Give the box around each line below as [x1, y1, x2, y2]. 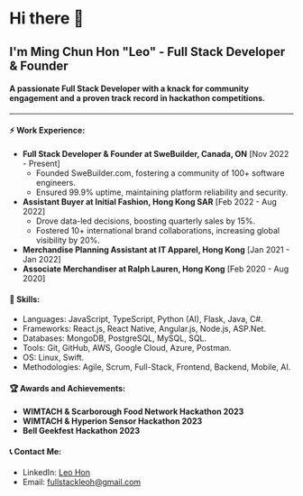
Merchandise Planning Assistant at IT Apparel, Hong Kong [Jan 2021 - [22, 243, 290, 255]
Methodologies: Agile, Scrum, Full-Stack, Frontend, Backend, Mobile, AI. [22, 362, 291, 372]
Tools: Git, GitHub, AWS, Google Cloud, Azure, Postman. [22, 343, 232, 354]
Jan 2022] [22, 253, 61, 264]
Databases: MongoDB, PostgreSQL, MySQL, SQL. [22, 333, 207, 344]
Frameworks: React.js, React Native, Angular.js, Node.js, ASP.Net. [22, 324, 267, 335]
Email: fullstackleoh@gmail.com [22, 476, 142, 487]
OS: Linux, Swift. [22, 352, 85, 363]
